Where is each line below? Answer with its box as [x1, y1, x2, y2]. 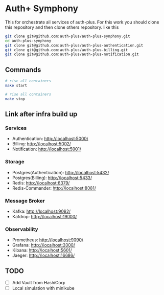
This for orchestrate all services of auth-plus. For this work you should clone [5, 19, 160, 25]
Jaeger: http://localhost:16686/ [12, 252, 75, 258]
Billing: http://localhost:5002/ [12, 141, 71, 147]
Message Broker [5, 197, 45, 204]
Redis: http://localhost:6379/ [12, 180, 70, 186]
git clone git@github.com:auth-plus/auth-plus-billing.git [5, 47, 128, 52]
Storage [5, 159, 24, 165]
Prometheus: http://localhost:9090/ [12, 237, 84, 243]
